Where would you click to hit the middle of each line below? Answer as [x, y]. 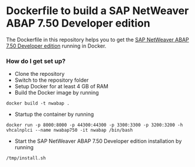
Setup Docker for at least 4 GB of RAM [62, 86]
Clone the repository [39, 74]
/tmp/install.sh [26, 158]
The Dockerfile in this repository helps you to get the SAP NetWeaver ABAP [98, 39]
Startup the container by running [54, 114]
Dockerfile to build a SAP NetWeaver [97, 11]
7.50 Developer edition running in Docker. [56, 46]
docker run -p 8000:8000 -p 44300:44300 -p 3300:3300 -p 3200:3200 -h [95, 125]
